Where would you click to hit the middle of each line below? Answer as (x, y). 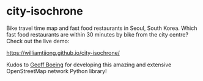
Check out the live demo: (38, 41)
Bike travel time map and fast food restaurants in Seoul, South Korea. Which (102, 28)
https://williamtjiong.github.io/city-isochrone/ (63, 52)
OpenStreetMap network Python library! (57, 71)
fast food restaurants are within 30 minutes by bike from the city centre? (97, 34)
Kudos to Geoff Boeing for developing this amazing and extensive (89, 65)
